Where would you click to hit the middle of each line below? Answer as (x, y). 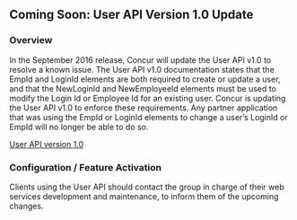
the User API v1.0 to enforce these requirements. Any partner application (144, 108)
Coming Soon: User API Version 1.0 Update (131, 15)
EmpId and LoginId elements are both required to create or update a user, (145, 79)
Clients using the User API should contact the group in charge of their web (147, 187)
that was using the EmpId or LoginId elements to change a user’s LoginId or (149, 117)
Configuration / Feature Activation (85, 167)
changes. (26, 206)
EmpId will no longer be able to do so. (79, 127)
